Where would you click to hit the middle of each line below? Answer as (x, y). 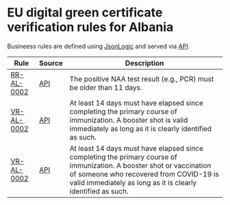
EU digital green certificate (85, 13)
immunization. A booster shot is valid (129, 120)
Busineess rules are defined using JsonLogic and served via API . (99, 46)
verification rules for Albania (90, 27)
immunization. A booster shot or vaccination (140, 165)
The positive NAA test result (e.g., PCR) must (142, 79)
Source (51, 63)
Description (144, 63)
